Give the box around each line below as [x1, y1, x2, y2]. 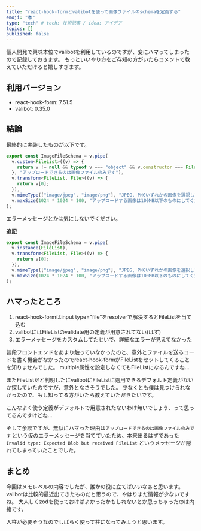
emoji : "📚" [6, 14, 35, 20]
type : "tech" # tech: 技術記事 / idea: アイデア [6, 20, 123, 26]
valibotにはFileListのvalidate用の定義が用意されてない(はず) [14, 328, 162, 336]
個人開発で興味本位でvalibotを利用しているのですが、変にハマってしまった [6, 49, 190, 56]
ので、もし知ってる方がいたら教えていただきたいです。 [22, 391, 157, 399]
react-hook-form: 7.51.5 [14, 98, 73, 105]
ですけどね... [22, 412, 53, 419]
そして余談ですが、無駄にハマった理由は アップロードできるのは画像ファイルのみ [6, 424, 190, 432]
